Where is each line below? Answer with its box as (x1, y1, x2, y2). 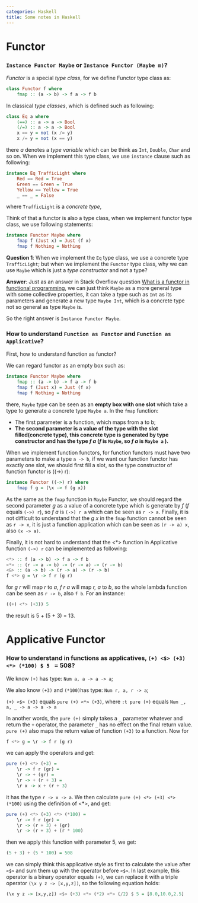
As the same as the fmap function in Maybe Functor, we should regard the (6, 496, 182, 503)
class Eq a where (6, 113, 49, 119)
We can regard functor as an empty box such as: (6, 362, 126, 369)
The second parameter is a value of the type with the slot (14, 425, 158, 432)
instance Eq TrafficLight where (6, 170, 86, 177)
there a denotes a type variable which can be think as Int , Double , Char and (6, 146, 190, 154)
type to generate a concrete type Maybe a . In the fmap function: (6, 407, 159, 414)
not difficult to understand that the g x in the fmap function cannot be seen (6, 514, 187, 522)
